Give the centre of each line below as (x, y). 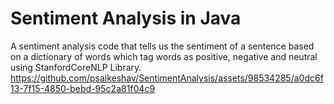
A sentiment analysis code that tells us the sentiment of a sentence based (162, 46)
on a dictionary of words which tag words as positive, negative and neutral (164, 56)
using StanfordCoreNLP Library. (76, 67)
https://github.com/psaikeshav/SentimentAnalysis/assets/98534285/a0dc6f (167, 78)
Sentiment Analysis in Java (126, 18)
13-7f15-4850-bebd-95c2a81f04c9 (83, 88)
